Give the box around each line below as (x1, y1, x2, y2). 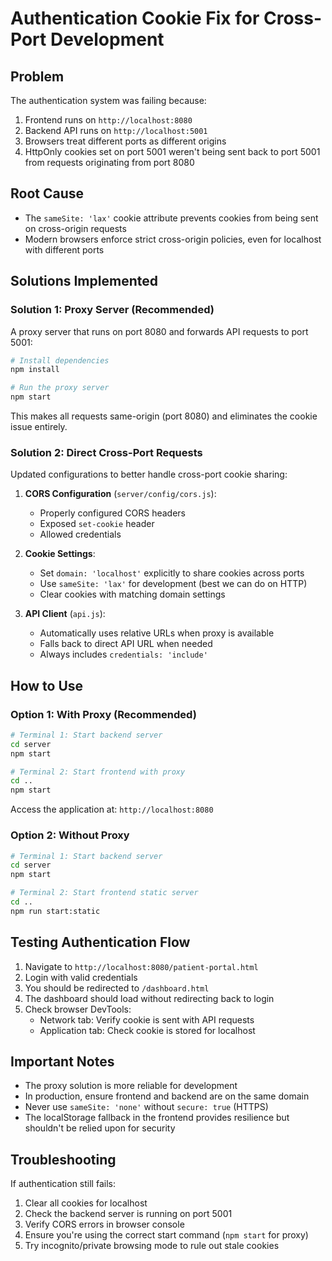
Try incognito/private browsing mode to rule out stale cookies (24, 1240, 280, 1252)
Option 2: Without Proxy (10, 828, 130, 842)
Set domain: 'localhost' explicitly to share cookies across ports (39, 567, 305, 579)
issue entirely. (10, 421, 68, 432)
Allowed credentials (39, 528, 122, 541)
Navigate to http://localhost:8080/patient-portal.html (24, 960, 259, 972)
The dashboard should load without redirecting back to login (24, 992, 275, 1004)
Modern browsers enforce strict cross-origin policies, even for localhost (24, 233, 322, 245)
